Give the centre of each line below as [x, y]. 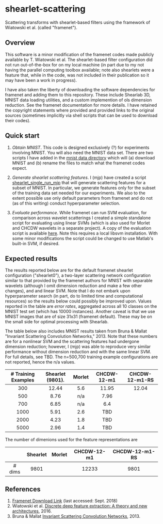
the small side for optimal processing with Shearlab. [57, 322]
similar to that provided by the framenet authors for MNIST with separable [79, 281]
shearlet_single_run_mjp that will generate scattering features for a [79, 182]
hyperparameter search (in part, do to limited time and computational [74, 296]
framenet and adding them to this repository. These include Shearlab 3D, [78, 95]
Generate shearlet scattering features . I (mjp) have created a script [79, 177]
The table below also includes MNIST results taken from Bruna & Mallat [76, 331]
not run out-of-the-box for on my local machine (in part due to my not [74, 64]
